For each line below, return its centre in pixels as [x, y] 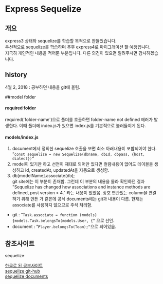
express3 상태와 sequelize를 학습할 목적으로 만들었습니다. [61, 41]
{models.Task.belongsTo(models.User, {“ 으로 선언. [63, 221]
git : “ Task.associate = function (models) [54, 215]
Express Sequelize [43, 9]
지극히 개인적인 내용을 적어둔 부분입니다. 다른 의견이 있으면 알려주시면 [71, 53]
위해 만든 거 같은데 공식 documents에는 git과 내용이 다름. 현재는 [82, 199]
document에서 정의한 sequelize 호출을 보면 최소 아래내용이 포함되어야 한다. [84, 149]
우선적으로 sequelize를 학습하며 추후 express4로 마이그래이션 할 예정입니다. [78, 47]
